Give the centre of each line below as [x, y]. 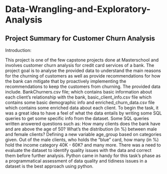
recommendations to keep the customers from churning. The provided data [83, 86]
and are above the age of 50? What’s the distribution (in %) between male [81, 129]
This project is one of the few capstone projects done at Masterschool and [82, 60]
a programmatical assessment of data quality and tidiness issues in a [76, 161]
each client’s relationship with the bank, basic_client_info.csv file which [78, 97]
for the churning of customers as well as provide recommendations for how [83, 76]
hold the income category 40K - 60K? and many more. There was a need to [83, 145]
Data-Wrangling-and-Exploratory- [78, 9]
